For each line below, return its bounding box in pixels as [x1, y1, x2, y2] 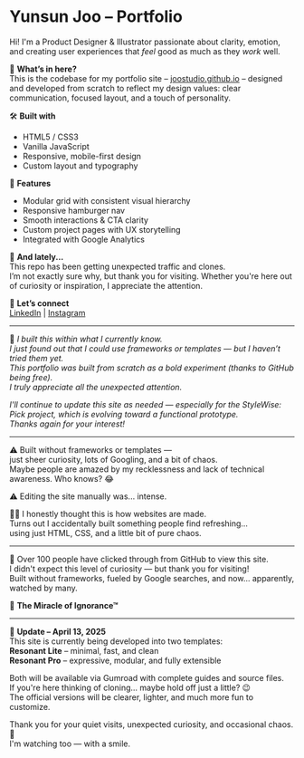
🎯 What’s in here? [9, 63, 77, 74]
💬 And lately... [9, 251, 64, 262]
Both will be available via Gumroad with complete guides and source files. [9, 672, 285, 683]
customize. [9, 701, 51, 712]
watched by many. [9, 582, 79, 593]
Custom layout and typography [22, 160, 138, 171]
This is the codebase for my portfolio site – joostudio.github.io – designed [9, 72, 283, 83]
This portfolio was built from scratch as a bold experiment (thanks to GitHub [9, 362, 294, 373]
